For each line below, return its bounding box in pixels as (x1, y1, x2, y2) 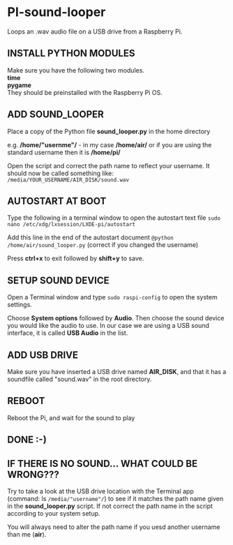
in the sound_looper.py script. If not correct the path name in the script (7, 502, 213, 510)
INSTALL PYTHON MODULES (7, 47, 135, 59)
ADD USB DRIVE (7, 349, 79, 361)
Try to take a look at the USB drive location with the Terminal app (7, 487, 194, 495)
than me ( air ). (7, 530, 47, 539)
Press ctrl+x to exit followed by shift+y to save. (7, 254, 144, 262)
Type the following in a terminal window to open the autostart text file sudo (7, 214, 221, 222)
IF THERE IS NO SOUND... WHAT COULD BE (7, 458, 197, 470)
